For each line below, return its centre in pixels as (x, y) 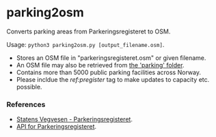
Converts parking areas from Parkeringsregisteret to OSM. (89, 31)
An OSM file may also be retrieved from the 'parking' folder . (100, 65)
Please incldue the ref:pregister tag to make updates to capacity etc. (113, 79)
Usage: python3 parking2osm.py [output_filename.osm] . (85, 44)
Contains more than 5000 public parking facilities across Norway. (108, 72)
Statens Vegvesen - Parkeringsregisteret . (74, 119)
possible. (29, 87)
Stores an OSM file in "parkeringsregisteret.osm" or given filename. (111, 58)
